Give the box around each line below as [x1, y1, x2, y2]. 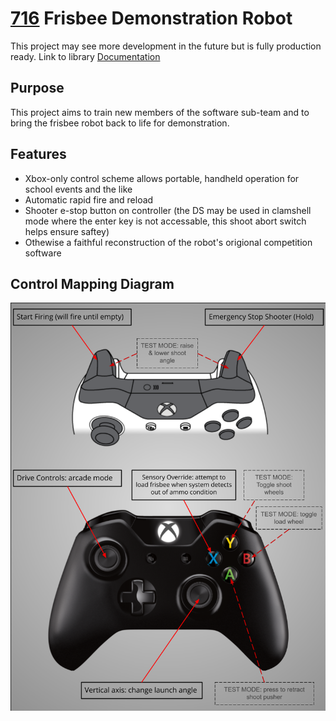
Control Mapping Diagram [10, 275, 175, 292]
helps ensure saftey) [24, 225, 110, 237]
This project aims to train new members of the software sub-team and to [10, 106, 310, 118]
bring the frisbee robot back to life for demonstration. [10, 117, 230, 129]
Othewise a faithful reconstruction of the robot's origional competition [24, 236, 313, 248]
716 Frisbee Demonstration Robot [10, 7, 293, 30]
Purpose [10, 80, 65, 97]
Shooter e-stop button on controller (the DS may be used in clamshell [24, 204, 312, 216]
